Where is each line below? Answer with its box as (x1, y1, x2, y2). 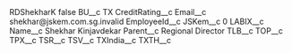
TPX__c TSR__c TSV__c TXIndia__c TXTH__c (9, 35, 172, 45)
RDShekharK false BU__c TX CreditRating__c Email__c (9, 7, 207, 17)
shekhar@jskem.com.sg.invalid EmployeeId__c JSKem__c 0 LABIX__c (9, 16, 264, 26)
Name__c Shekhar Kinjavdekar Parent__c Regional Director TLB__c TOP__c (9, 26, 284, 36)
